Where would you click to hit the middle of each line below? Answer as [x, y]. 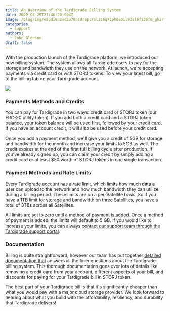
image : [12, 19]
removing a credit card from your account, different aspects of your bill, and [84, 272]
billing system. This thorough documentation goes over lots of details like [81, 266]
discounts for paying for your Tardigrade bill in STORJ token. [68, 277]
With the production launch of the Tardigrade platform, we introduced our [82, 57]
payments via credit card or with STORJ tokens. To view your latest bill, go [83, 73]
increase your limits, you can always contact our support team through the [83, 226]
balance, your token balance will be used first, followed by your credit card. [84, 123]
